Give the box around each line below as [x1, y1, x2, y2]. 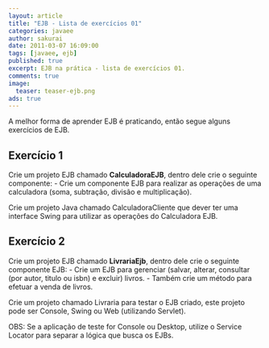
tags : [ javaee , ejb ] [8, 49, 78, 57]
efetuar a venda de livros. [8, 282, 93, 291]
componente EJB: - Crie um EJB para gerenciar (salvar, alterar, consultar [8, 264, 250, 275]
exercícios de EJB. [8, 125, 70, 135]
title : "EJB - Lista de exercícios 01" [8, 19, 143, 27]
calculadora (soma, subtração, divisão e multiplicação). [8, 187, 192, 197]
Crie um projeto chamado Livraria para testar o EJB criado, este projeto [8, 297, 246, 307]
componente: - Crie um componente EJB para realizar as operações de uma [8, 178, 262, 188]
